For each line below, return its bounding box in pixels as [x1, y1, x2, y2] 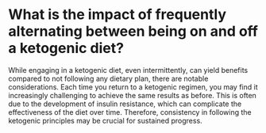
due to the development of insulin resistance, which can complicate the [8, 99, 242, 108]
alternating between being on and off [8, 22, 258, 40]
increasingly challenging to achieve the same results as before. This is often [8, 90, 256, 100]
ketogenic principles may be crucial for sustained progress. [8, 116, 202, 125]
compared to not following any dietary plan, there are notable [8, 74, 209, 83]
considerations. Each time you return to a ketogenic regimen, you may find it [8, 82, 258, 92]
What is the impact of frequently [8, 6, 227, 24]
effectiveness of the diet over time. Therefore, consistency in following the [8, 107, 252, 116]
